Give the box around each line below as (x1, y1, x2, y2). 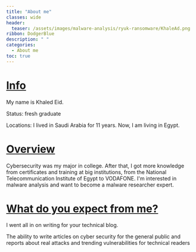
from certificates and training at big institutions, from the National (6, 168, 167, 176)
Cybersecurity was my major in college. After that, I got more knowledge (6, 162, 185, 169)
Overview (6, 142, 55, 155)
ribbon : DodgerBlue (6, 31, 55, 37)
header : (6, 20, 26, 26)
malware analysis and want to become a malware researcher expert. (6, 181, 174, 188)
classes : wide (6, 14, 42, 20)
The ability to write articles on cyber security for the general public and (6, 233, 181, 240)
